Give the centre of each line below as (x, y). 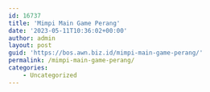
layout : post (30, 46)
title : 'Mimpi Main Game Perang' (64, 23)
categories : (28, 68)
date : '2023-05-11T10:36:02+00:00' (68, 30)
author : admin (32, 38)
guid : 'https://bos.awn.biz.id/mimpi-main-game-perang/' (106, 53)
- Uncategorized (50, 75)
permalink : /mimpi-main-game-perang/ (72, 61)
